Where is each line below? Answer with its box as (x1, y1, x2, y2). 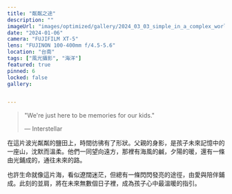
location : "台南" (7, 49, 55, 56)
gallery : (7, 80, 32, 87)
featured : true (7, 61, 51, 68)
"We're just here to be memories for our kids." (23, 111, 155, 120)
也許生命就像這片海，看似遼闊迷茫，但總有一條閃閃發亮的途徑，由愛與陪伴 (7, 171, 219, 179)
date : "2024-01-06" (7, 29, 64, 36)
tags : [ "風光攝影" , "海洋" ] (7, 55, 81, 62)
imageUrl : (7, 23, 36, 30)
